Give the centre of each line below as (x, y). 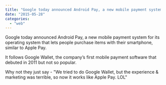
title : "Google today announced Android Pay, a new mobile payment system (84, 10)
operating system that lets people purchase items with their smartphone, (79, 43)
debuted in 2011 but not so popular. (41, 62)
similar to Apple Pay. (26, 48)
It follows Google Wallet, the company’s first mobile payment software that (81, 57)
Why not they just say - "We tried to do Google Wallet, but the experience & (82, 72)
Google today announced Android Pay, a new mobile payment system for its (82, 37)
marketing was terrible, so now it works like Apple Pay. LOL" (66, 77)
